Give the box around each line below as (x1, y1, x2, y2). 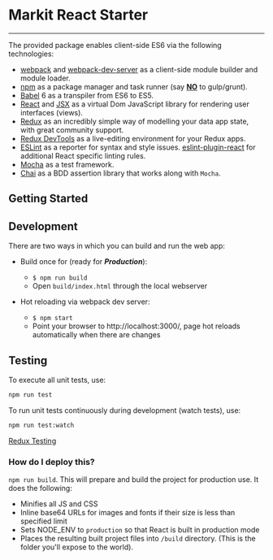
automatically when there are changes (32, 330, 161, 340)
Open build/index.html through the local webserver (32, 281, 208, 291)
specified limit (19, 516, 67, 526)
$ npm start (32, 315, 73, 323)
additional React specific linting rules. (19, 150, 146, 160)
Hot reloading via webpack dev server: (19, 297, 150, 306)
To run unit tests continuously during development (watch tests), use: (8, 405, 241, 415)
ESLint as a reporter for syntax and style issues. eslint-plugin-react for (19, 142, 256, 152)
